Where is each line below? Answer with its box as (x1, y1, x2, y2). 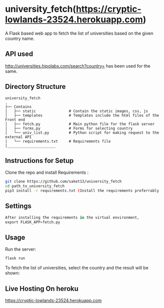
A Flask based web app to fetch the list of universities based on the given (5, 30, 154, 36)
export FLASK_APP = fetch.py (5, 220, 60, 225)
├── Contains (5, 104, 32, 109)
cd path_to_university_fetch (5, 184, 65, 189)
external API (5, 134, 32, 139)
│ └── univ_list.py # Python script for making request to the (5, 130, 160, 135)
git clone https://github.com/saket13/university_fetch (5, 179, 122, 184)
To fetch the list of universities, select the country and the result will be (5, 265, 149, 271)
